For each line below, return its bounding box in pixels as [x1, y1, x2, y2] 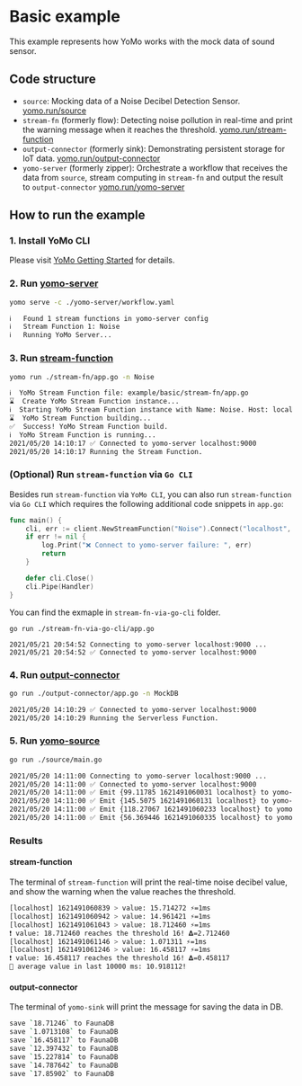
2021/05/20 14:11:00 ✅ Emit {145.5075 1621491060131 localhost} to [9, 797, 270, 806]
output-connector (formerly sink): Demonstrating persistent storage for [22, 143, 286, 154]
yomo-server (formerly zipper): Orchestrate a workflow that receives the [22, 162, 288, 173]
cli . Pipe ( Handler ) [25, 582, 94, 591]
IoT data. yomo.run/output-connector [22, 153, 161, 164]
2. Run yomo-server [9, 277, 99, 289]
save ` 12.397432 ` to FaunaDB [9, 1044, 119, 1053]
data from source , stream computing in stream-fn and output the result [22, 172, 284, 182]
